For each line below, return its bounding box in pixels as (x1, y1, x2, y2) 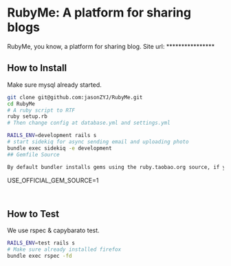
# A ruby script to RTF (7, 107, 76, 114)
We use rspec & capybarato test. (7, 226, 100, 235)
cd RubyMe (7, 100, 36, 108)
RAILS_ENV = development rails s (7, 132, 97, 139)
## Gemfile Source (7, 151, 60, 158)
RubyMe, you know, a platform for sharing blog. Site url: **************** (7, 42, 215, 50)
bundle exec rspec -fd (7, 253, 72, 260)
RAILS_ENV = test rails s (7, 240, 76, 247)
